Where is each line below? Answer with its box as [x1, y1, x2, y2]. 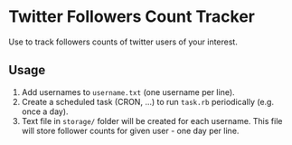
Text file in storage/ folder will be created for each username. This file [21, 115, 283, 126]
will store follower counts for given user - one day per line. [21, 125, 240, 136]
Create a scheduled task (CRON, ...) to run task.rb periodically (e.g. [21, 96, 275, 107]
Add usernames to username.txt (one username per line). [21, 86, 236, 97]
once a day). [21, 106, 69, 117]
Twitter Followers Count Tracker [8, 6, 255, 27]
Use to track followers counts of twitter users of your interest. [8, 36, 239, 47]
